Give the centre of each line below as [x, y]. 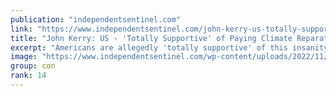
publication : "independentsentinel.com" [96, 19]
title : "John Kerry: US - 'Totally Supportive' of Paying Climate [151, 38]
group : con [33, 66]
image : [24, 57]
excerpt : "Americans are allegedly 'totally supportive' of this [149, 47]
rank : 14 [28, 76]
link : [21, 29]
